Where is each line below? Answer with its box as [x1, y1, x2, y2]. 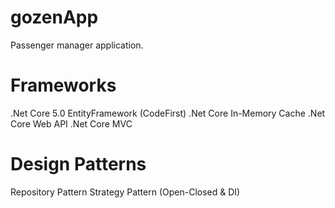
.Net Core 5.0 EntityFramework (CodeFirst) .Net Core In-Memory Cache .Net [10, 107, 326, 119]
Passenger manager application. [10, 39, 144, 51]
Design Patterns [10, 153, 147, 176]
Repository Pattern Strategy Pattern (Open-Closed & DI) [10, 186, 241, 198]
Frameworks [10, 74, 117, 97]
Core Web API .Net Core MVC [10, 117, 133, 130]
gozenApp [10, 6, 99, 29]
